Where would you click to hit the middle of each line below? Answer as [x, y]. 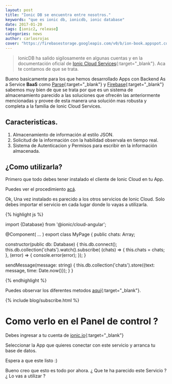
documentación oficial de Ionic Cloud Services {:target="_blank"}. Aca [91, 63]
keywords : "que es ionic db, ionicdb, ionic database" [65, 19]
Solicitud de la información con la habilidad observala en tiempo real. [85, 140]
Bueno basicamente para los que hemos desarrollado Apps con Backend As [85, 79]
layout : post [19, 10]
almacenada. [26, 151]
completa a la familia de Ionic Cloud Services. [53, 106]
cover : [12, 44]
